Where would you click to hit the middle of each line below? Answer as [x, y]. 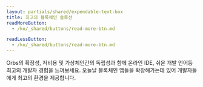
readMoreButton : [27, 23]
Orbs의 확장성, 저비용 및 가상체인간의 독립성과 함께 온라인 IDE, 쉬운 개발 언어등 [100, 63]
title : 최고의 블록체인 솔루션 [39, 17]
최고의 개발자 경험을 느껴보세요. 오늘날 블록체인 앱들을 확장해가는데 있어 [91, 70]
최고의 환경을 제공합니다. [47, 78]
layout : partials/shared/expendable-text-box [65, 12]
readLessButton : [27, 40]
